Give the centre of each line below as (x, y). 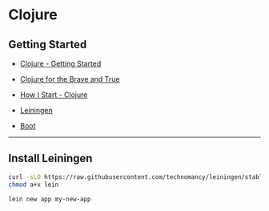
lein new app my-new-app (50, 199)
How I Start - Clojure (54, 95)
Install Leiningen (50, 158)
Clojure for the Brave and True (70, 79)
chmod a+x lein (34, 185)
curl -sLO (25, 177)
